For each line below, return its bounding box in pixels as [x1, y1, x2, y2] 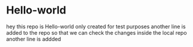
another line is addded [6, 35, 61, 42]
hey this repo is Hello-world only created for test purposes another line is [6, 23, 186, 30]
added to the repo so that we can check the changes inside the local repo [6, 29, 187, 36]
